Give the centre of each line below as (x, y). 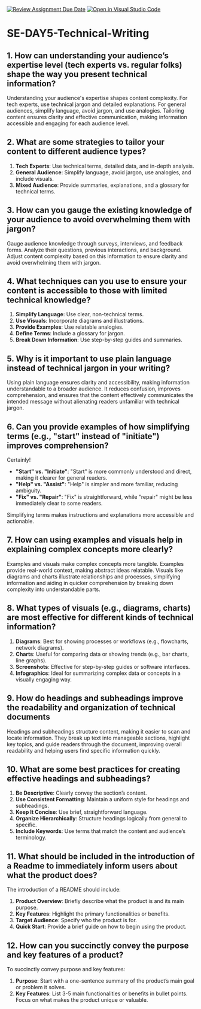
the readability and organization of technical (91, 707)
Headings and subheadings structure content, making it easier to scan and (99, 731)
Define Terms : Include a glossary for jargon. (70, 334)
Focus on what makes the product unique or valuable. (82, 999)
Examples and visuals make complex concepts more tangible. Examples (95, 563)
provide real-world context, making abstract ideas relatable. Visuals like (95, 570)
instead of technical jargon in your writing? (89, 368)
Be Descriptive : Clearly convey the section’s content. (81, 793)
